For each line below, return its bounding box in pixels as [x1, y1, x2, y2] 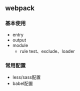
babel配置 [12, 80, 33, 86]
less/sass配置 [12, 74, 41, 80]
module [12, 42, 28, 48]
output [12, 37, 26, 43]
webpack [5, 4, 35, 12]
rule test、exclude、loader [19, 48, 75, 54]
